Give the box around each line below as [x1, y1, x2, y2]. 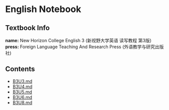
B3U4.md [12, 83, 33, 89]
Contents [5, 65, 35, 73]
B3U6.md [12, 94, 33, 100]
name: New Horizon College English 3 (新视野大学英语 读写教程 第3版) [5, 38, 152, 43]
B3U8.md [12, 99, 33, 105]
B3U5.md [12, 89, 32, 95]
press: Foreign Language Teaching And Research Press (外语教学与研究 [5, 44, 155, 50]
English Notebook [5, 4, 82, 15]
